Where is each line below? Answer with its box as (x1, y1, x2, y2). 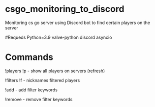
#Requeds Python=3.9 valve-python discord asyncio (5, 34, 112, 40)
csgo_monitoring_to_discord (5, 3, 124, 15)
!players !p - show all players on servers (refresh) (5, 68, 105, 74)
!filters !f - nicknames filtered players (5, 77, 80, 83)
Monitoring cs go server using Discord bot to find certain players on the (5, 20, 151, 26)
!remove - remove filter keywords (5, 96, 73, 102)
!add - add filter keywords (5, 87, 58, 93)
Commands (5, 52, 54, 63)
